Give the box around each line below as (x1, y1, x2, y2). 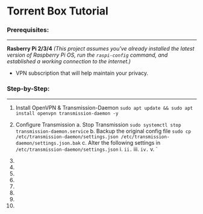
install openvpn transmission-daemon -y (15, 110, 119, 116)
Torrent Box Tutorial (7, 4, 109, 18)
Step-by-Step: (7, 84, 50, 93)
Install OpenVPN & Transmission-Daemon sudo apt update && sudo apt (15, 104, 193, 111)
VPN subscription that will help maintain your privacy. (15, 69, 149, 77)
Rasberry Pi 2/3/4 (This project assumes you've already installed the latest (7, 45, 195, 52)
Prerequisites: (7, 26, 49, 34)
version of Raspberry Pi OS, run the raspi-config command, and (7, 51, 168, 58)
